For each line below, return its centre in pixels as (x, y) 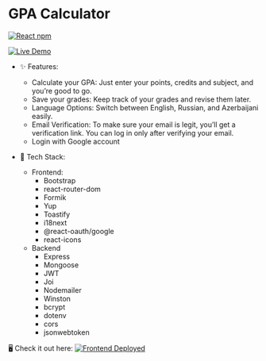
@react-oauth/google (79, 231)
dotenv (55, 315)
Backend (46, 248)
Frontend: (47, 172)
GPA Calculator (60, 14)
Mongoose (61, 265)
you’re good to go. (62, 90)
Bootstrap (60, 180)
